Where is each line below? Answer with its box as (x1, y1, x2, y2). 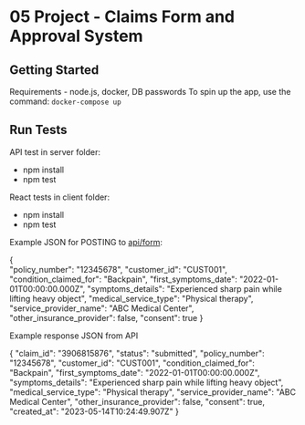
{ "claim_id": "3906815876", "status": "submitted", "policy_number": (9, 347, 265, 358)
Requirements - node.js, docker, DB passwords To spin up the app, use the (9, 87, 291, 97)
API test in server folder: (9, 146, 101, 157)
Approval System (9, 26, 143, 47)
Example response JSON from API (9, 330, 139, 341)
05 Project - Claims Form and (9, 6, 236, 27)
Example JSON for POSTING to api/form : (9, 236, 163, 247)
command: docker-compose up (9, 96, 121, 107)
